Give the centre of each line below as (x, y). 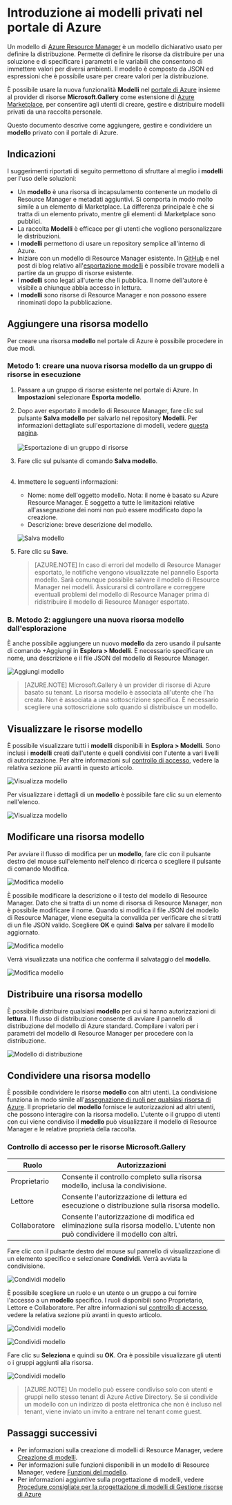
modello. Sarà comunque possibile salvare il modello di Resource (127, 580)
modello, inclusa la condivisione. (114, 1185)
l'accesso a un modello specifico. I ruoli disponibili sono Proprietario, (106, 1300)
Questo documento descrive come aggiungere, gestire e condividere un (109, 125)
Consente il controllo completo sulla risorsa (132, 1176)
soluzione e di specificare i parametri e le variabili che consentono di (105, 61)
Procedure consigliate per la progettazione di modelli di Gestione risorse (120, 1487)
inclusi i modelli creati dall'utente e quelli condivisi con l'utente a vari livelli (113, 753)
